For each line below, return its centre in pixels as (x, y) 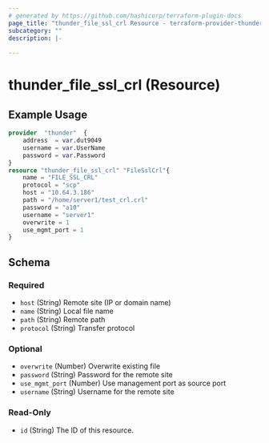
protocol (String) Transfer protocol (77, 328)
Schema (29, 262)
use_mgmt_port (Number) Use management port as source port (123, 383)
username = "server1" (58, 215)
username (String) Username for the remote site (97, 392)
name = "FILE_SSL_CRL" (60, 178)
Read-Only (30, 413)
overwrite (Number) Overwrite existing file (90, 366)
